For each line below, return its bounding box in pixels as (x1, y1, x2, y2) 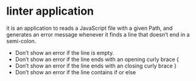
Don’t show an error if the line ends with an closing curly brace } (15, 62, 177, 69)
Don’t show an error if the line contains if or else (15, 68, 136, 76)
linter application (6, 4, 94, 18)
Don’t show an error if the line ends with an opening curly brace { (15, 55, 180, 63)
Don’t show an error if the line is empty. (15, 49, 114, 56)
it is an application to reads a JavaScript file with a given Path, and (6, 24, 173, 32)
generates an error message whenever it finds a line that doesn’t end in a (6, 30, 190, 38)
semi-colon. (6, 37, 37, 44)
